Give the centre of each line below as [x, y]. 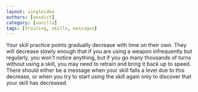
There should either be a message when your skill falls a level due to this [95, 70]
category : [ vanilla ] [32, 23]
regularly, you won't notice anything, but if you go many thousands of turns [99, 58]
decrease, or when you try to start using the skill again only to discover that [99, 77]
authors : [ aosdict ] [30, 17]
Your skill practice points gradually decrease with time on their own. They [96, 45]
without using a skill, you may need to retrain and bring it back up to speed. [99, 64]
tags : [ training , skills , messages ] [52, 28]
